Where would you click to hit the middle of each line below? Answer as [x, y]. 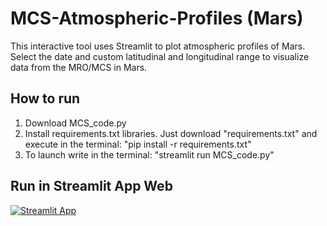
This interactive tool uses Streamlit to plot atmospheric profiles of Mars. [158, 46]
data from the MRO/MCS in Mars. [79, 67]
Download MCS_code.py [75, 123]
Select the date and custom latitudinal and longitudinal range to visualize [160, 56]
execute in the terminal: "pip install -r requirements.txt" [138, 144]
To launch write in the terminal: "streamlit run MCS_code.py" [149, 154]
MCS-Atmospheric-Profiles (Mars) [157, 18]
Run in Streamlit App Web [91, 186]
